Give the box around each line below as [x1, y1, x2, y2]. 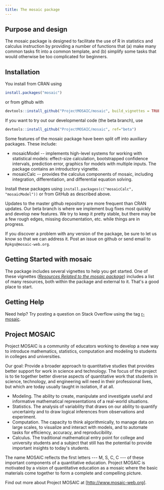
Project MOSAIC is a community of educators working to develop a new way [5, 343, 159, 349]
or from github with [5, 99, 44, 105]
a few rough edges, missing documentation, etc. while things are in [5, 216, 140, 222]
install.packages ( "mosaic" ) [5, 90, 62, 95]
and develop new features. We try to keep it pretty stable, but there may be [5, 211, 156, 216]
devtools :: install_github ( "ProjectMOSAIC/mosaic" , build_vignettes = [5, 108, 150, 114]
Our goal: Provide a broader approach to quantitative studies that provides [5, 363, 155, 369]
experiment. [12, 414, 37, 420]
